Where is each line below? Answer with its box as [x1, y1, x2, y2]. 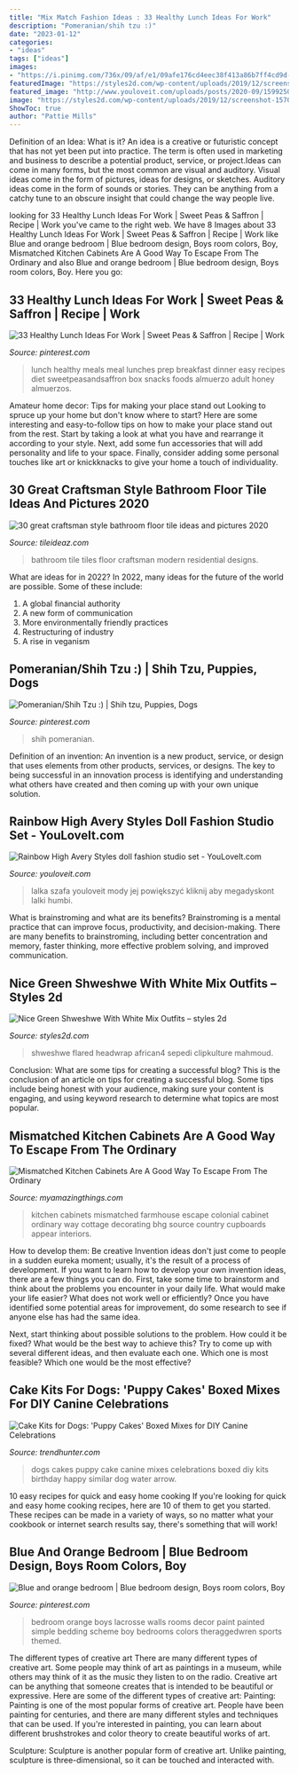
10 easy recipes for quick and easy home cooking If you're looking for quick [9, 1490, 286, 1501]
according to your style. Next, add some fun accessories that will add [9, 438, 263, 448]
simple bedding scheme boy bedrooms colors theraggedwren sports [30, 1626, 282, 1636]
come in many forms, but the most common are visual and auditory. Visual [9, 165, 281, 176]
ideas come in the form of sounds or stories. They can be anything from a [9, 184, 279, 194]
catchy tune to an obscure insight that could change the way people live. [9, 193, 275, 204]
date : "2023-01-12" [9, 29, 82, 38]
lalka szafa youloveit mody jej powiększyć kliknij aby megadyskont [30, 886, 275, 896]
